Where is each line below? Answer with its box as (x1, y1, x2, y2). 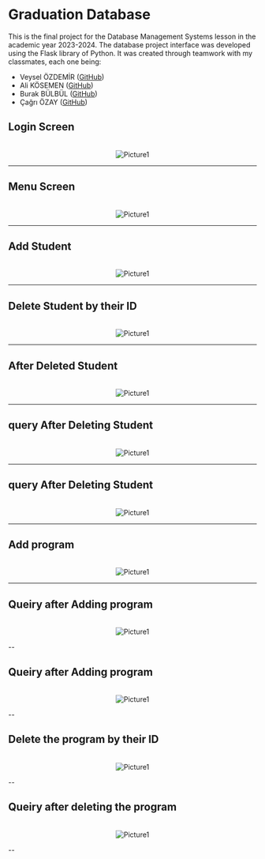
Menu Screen (8, 180, 76, 194)
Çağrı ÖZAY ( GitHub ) (19, 97, 88, 107)
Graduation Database (8, 6, 151, 24)
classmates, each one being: (8, 57, 102, 66)
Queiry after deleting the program (8, 801, 177, 814)
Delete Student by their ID (8, 299, 137, 313)
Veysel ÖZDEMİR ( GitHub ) (19, 72, 105, 81)
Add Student (8, 239, 72, 253)
